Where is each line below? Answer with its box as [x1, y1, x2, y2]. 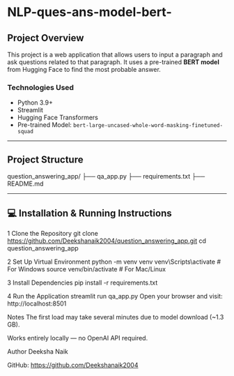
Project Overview [7, 32, 84, 44]
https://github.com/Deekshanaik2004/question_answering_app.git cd [7, 236, 207, 245]
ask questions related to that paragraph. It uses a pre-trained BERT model [7, 58, 219, 66]
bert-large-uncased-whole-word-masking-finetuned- [72, 122, 224, 129]
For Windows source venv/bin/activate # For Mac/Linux [7, 264, 166, 273]
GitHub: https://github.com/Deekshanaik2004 [7, 361, 139, 369]
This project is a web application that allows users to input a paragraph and [7, 50, 223, 59]
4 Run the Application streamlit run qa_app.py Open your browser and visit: [7, 292, 223, 300]
